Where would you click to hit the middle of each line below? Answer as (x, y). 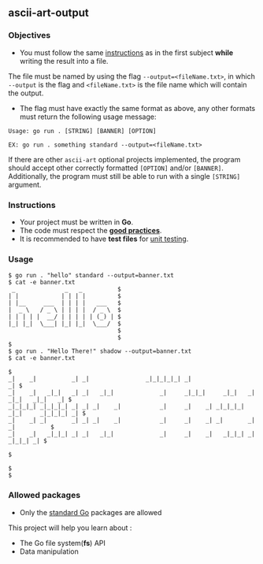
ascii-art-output (48, 13)
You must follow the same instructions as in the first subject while (126, 52)
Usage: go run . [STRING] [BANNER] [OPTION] (82, 131)
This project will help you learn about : (70, 528)
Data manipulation (49, 551)
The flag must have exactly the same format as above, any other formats (137, 108)
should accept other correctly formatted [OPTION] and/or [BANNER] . (116, 168)
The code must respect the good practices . (91, 230)
